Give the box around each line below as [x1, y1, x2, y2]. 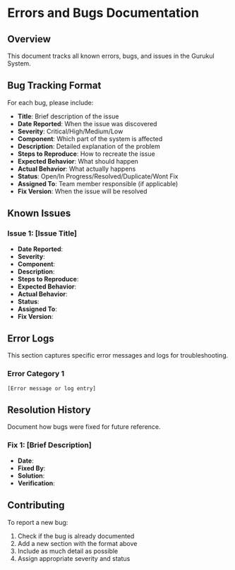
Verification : [17, 478, 55, 487]
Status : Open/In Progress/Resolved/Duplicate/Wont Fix [17, 171, 179, 181]
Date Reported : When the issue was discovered [17, 119, 157, 128]
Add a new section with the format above [17, 539, 138, 547]
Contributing [7, 499, 65, 511]
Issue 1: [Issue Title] [7, 229, 78, 238]
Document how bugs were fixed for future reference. [7, 423, 161, 431]
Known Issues [7, 207, 71, 219]
